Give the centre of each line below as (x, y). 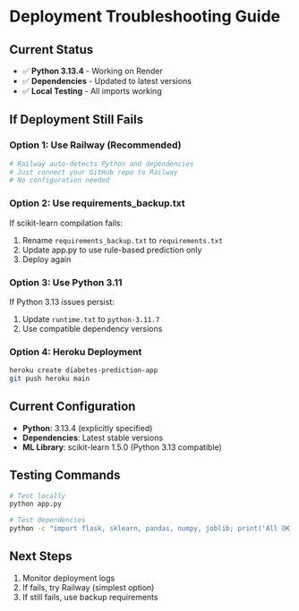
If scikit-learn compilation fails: (66, 223)
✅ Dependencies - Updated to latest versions (107, 81)
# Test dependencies (48, 521)
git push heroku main (50, 379)
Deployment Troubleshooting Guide (145, 17)
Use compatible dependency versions (92, 328)
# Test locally (38, 496)
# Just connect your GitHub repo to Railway (94, 172)
